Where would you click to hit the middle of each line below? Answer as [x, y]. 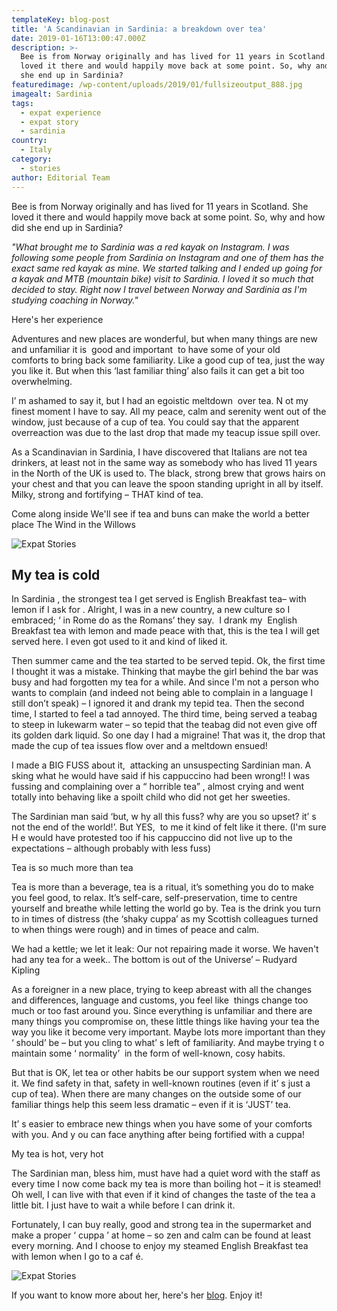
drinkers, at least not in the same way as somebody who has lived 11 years [164, 462]
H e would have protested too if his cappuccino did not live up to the [152, 838]
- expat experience [61, 112]
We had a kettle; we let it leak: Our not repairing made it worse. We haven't [165, 949]
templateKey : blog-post [61, 19]
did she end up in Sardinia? [67, 227]
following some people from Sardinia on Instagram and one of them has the [167, 257]
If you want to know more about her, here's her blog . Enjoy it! [137, 1295]
